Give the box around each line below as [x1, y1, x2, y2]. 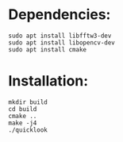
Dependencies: [8, 6, 111, 24]
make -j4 [8, 119, 37, 127]
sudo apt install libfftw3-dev [8, 32, 112, 40]
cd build [8, 105, 37, 113]
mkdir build [8, 98, 48, 106]
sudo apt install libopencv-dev [8, 38, 115, 47]
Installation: [8, 72, 89, 90]
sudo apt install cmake [8, 45, 87, 53]
